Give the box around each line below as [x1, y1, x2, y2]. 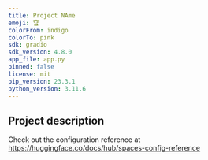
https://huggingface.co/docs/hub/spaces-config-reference [8, 143, 201, 153]
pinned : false [8, 63, 55, 71]
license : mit [8, 70, 51, 78]
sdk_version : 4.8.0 [8, 48, 72, 56]
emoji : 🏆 [8, 19, 40, 27]
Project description [8, 113, 105, 127]
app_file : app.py [8, 56, 65, 64]
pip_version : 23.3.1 [8, 77, 76, 85]
